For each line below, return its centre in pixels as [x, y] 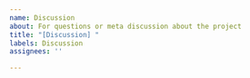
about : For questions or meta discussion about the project [126, 26]
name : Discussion [42, 18]
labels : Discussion [46, 43]
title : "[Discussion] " [55, 34]
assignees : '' [36, 52]
